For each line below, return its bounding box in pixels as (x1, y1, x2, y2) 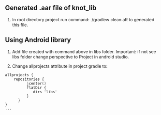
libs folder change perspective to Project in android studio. (12, 54, 129, 59)
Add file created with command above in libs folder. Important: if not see (12, 48, 156, 55)
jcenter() (26, 81, 47, 86)
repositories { (14, 77, 44, 82)
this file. (12, 22, 28, 28)
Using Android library (5, 36, 71, 44)
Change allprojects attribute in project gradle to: (12, 63, 108, 69)
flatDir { (26, 85, 47, 90)
